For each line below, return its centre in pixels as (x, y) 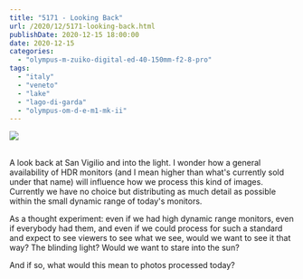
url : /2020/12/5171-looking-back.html (82, 26)
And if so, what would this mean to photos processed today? (122, 265)
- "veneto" (38, 85)
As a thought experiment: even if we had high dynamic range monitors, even (151, 219)
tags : (19, 69)
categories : (32, 52)
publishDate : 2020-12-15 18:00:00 (75, 34)
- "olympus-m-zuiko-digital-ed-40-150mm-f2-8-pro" (115, 60)
